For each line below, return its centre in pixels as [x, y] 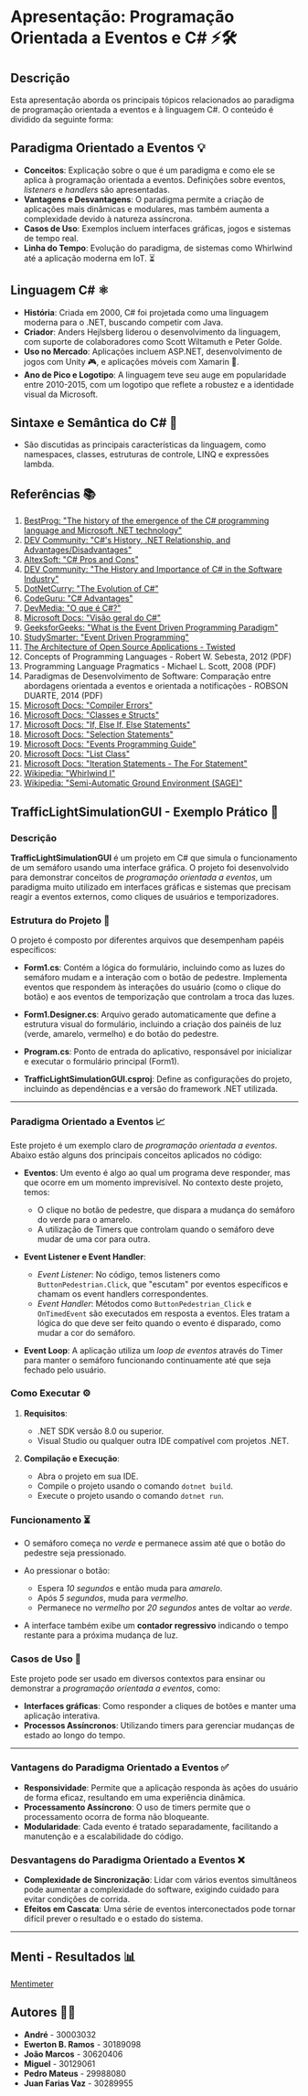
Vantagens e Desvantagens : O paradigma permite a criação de [143, 199]
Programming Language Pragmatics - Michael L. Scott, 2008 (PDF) [150, 667]
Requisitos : [45, 1413]
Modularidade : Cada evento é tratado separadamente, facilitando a [151, 1826]
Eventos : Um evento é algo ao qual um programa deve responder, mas [157, 1172]
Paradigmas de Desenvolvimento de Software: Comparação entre [147, 676]
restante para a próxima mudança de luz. [101, 1635]
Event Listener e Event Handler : [85, 1257]
